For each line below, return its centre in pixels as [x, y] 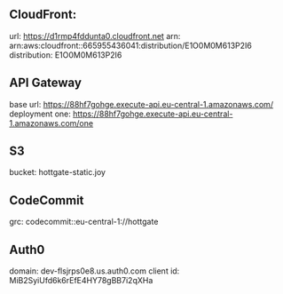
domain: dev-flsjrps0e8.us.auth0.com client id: [94, 271]
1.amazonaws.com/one [51, 123]
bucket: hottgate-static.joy [58, 172]
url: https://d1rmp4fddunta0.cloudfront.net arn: [95, 36]
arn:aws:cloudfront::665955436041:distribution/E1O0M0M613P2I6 [131, 45]
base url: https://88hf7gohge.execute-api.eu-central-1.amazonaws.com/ [141, 104]
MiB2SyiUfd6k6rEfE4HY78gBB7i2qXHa [81, 281]
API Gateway [46, 83]
